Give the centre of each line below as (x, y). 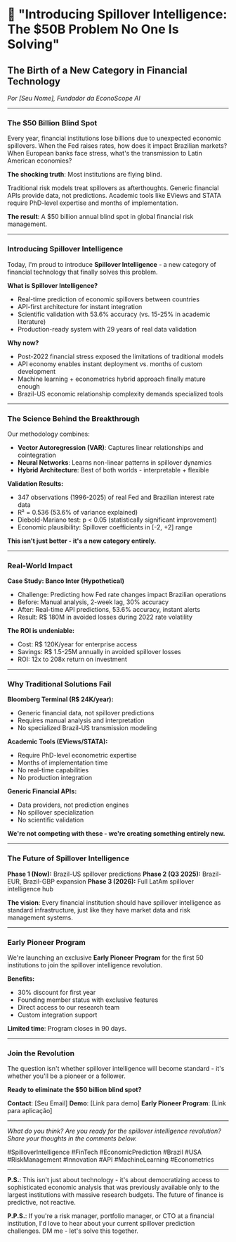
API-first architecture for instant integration (80, 306)
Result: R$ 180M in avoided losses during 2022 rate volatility (105, 617)
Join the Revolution (41, 1053)
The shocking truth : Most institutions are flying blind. (85, 175)
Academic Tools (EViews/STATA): (58, 741)
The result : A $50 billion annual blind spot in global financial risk (100, 217)
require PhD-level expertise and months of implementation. (93, 203)
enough (28, 386)
